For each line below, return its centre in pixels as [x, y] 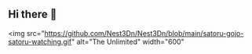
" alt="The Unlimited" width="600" [128, 41]
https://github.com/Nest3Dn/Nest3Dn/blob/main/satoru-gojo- [144, 33]
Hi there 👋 [33, 14]
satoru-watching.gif [40, 41]
